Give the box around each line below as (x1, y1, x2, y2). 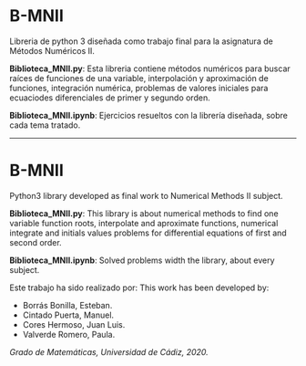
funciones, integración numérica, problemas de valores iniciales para (9, 82, 269, 93)
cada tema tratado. (9, 120, 81, 131)
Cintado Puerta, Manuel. (22, 309, 115, 320)
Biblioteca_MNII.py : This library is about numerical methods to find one (9, 207, 280, 219)
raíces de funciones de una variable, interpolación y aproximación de (9, 72, 269, 83)
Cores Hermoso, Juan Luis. (22, 319, 126, 329)
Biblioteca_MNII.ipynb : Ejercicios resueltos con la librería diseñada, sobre (9, 110, 289, 120)
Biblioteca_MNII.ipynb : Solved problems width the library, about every (9, 255, 275, 266)
